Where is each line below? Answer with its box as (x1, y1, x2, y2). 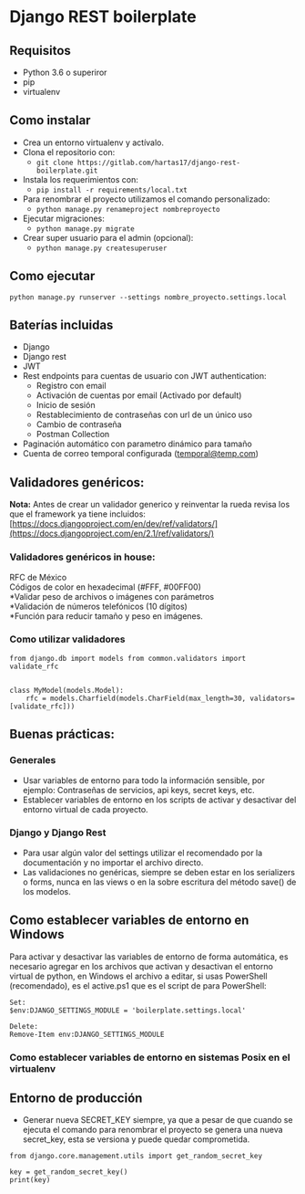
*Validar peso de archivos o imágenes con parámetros (9, 591, 215, 602)
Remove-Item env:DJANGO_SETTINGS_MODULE (9, 1030, 166, 1039)
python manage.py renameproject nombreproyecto (36, 204, 220, 214)
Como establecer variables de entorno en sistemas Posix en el (9, 1051, 290, 1063)
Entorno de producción (9, 1090, 143, 1105)
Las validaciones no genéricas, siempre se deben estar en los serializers (22, 866, 296, 877)
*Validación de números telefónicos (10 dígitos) (9, 601, 188, 612)
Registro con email (36, 381, 107, 392)
